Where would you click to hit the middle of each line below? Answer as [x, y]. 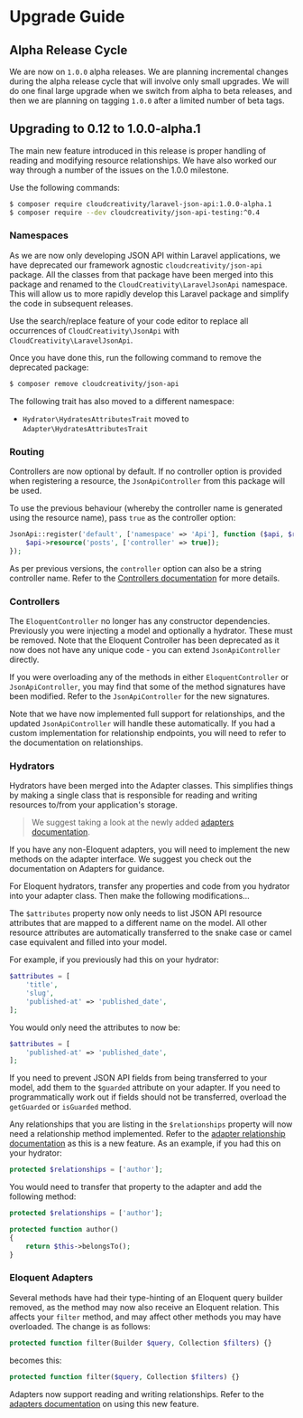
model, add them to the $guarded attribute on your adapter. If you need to [145, 1088]
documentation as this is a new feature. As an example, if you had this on [145, 1144]
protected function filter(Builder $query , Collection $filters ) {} [141, 1343]
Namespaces [39, 235]
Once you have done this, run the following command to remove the [135, 357]
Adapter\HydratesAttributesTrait [85, 429]
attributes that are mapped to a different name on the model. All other [138, 923]
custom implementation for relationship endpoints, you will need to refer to [148, 733]
